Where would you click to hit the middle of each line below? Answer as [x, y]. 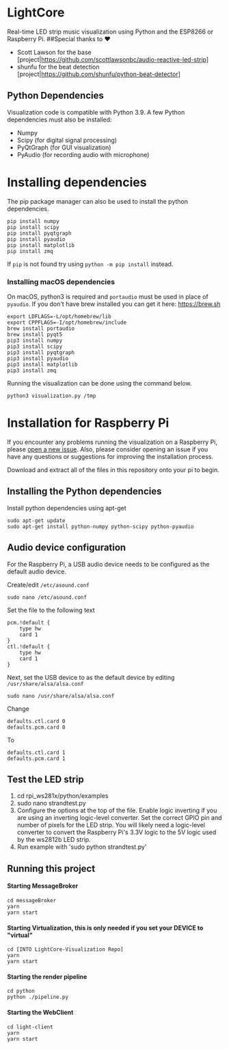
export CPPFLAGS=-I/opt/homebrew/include [67, 322]
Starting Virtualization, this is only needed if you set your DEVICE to [105, 928]
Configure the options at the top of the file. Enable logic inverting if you [117, 810]
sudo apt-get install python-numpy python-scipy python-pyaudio [100, 526]
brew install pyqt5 [35, 334]
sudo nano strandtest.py [52, 803]
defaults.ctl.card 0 [37, 721]
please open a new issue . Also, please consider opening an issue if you [108, 449]
